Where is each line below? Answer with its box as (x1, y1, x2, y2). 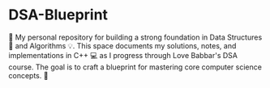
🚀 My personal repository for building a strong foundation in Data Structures (8, 32, 263, 42)
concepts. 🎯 (8, 70, 49, 80)
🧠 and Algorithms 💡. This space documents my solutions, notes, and (8, 40, 237, 50)
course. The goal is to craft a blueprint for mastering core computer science (8, 62, 262, 72)
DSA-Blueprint (8, 6, 108, 24)
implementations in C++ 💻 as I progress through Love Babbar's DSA (8, 50, 238, 60)
